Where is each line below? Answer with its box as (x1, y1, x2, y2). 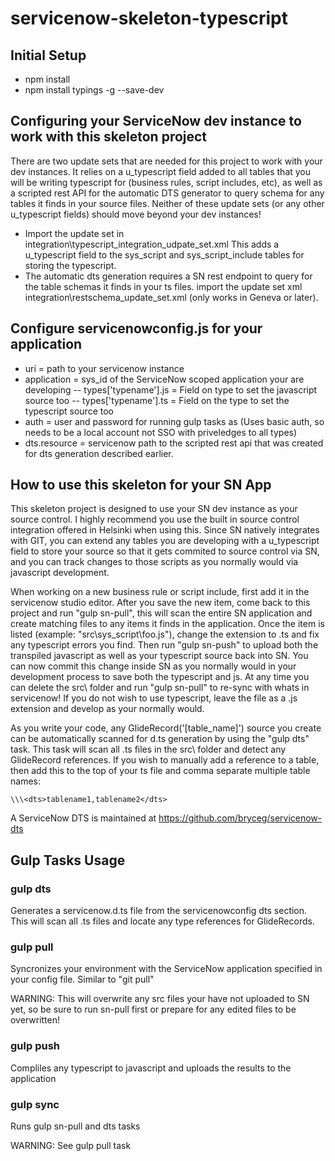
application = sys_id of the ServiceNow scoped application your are (24, 373, 305, 385)
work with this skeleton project (10, 128, 208, 146)
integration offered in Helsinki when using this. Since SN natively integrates (10, 524, 320, 536)
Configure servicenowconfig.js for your (10, 320, 263, 337)
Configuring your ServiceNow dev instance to (10, 113, 302, 130)
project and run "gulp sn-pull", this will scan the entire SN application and (10, 607, 313, 619)
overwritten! (10, 1014, 61, 1026)
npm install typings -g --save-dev (24, 84, 165, 96)
